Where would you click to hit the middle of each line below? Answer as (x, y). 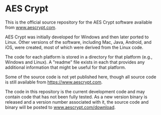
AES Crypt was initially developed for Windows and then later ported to (77, 37)
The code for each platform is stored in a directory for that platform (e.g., (79, 57)
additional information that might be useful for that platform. (66, 67)
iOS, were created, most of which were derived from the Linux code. (74, 47)
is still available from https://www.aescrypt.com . (54, 82)
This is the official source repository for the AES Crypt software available (79, 22)
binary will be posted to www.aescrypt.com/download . (60, 107)
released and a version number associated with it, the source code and (77, 102)
